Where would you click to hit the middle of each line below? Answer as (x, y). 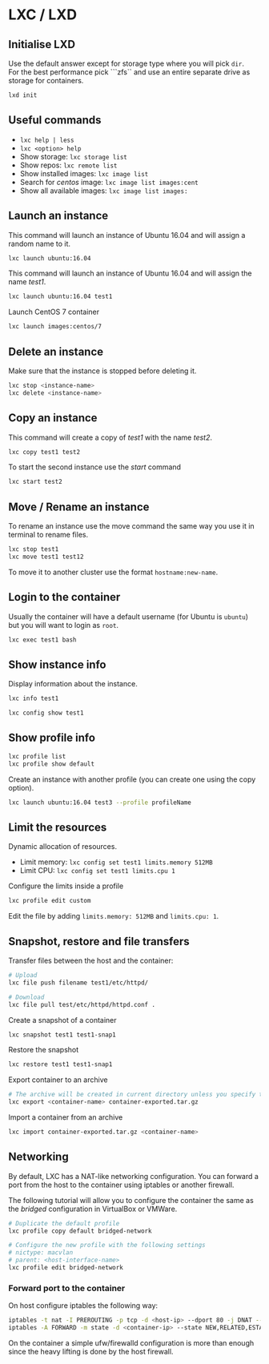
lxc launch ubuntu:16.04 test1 (60, 297)
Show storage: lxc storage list (74, 156)
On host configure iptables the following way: (83, 1306)
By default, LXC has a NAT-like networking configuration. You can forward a (133, 1176)
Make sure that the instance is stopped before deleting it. (102, 371)
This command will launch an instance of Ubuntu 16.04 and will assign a (127, 235)
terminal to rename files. (48, 535)
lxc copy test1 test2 (44, 452)
